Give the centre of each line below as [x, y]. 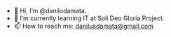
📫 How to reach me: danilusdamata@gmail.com [84, 26]
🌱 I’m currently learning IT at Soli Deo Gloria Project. [89, 18]
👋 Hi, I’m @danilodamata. [50, 11]
